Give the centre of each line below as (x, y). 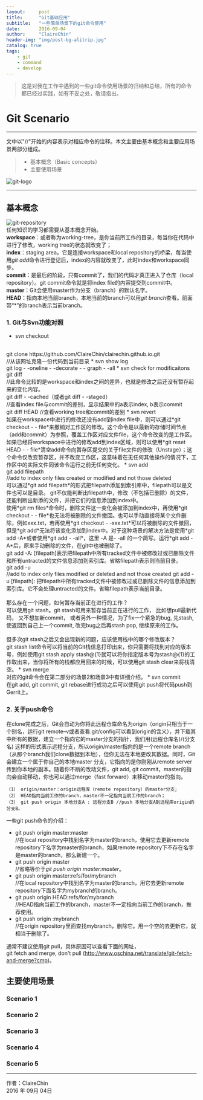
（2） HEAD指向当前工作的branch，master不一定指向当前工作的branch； (86, 795)
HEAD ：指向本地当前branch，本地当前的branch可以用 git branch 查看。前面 (100, 298)
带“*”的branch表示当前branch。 (46, 305)
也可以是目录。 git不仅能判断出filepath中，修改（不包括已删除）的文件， (101, 493)
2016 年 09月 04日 (29, 1091)
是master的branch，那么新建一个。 (59, 855)
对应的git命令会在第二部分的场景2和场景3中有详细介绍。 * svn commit (93, 677)
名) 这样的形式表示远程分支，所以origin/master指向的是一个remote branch (98, 746)
